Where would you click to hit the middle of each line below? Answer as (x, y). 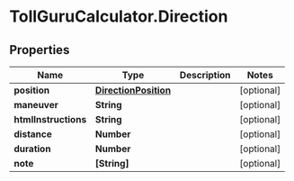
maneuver (36, 105)
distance (33, 134)
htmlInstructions (50, 119)
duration (32, 149)
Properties (40, 50)
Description (205, 75)
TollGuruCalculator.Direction (119, 17)
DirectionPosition (133, 90)
